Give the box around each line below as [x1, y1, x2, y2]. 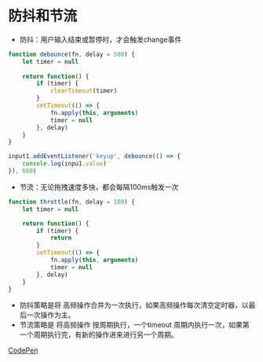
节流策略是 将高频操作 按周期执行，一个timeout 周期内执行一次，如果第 [19, 320, 250, 330]
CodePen [8, 345, 38, 355]
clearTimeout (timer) [49, 87, 118, 95]
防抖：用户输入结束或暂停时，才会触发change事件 [19, 35, 182, 44]
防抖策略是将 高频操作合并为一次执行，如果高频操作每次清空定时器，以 [19, 301, 249, 310]
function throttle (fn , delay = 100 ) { [8, 198, 135, 205]
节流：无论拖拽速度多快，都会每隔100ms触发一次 [19, 182, 179, 191]
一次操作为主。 [26, 310, 75, 320]
